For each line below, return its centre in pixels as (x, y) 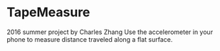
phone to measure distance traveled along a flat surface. (90, 39)
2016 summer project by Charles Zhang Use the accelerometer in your (110, 32)
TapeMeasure (48, 12)
